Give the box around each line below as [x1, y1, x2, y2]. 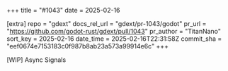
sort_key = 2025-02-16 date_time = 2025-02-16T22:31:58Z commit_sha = [6, 34, 222, 43]
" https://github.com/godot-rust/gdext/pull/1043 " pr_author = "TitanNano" [6, 27, 221, 35]
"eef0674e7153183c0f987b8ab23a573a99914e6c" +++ [6, 42, 169, 50]
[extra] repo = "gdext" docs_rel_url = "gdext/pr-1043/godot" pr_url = [6, 20, 207, 27]
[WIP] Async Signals [6, 56, 67, 64]
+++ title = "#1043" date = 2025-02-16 [6, 6, 121, 14]
